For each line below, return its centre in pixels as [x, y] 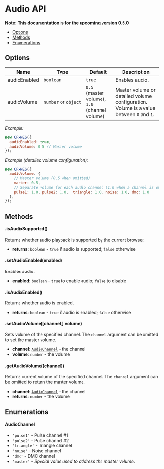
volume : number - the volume [41, 354]
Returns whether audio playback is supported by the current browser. [75, 240]
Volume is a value [135, 108]
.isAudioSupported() [26, 229]
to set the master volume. [31, 340]
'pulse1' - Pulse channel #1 [40, 435]
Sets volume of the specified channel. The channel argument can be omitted [82, 335]
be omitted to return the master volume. [45, 382]
